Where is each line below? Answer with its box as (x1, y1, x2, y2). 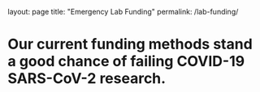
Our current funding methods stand (7, 36, 253, 53)
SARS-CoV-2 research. (7, 69, 167, 88)
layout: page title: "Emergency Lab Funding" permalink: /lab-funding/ (7, 7, 239, 16)
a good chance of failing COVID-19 (7, 52, 245, 71)
